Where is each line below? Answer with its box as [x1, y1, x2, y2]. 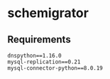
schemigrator [7, 5, 89, 21]
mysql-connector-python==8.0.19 [7, 65, 103, 72]
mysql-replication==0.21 [7, 58, 81, 65]
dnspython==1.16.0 [7, 52, 62, 59]
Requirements [7, 33, 71, 46]
